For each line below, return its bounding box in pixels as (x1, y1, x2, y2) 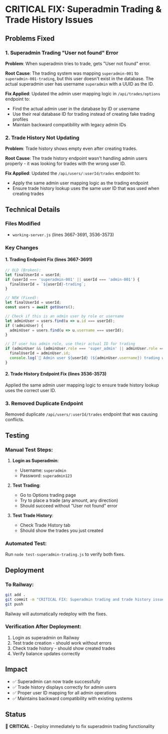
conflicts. (5, 417, 24, 423)
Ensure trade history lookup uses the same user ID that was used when (12, 186, 159, 192)
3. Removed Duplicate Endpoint (5, 400, 83, 407)
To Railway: (5, 581, 34, 588)
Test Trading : (12, 482, 41, 488)
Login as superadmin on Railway (12, 634, 79, 640)
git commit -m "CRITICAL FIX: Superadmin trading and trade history (5, 597, 151, 602)
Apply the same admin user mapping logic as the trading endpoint (12, 180, 148, 186)
